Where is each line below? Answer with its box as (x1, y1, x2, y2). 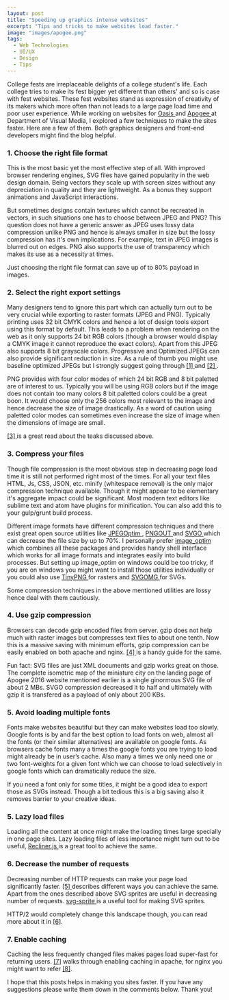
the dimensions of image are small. (7, 419, 106, 427)
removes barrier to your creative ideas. (7, 795, 117, 803)
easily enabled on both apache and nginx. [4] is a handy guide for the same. (7, 648, 222, 656)
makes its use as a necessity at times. (7, 250, 114, 258)
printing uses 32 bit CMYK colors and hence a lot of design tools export (7, 318, 209, 326)
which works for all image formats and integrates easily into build (7, 550, 191, 559)
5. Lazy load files (7, 812, 65, 822)
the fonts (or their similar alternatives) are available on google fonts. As (7, 738, 207, 746)
